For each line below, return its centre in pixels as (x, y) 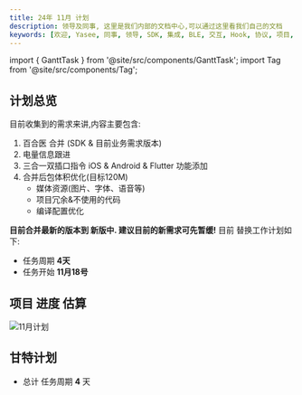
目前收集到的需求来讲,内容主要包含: (75, 124)
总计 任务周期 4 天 (57, 381)
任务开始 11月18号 (55, 272)
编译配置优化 (60, 211)
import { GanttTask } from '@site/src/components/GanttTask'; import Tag (145, 61)
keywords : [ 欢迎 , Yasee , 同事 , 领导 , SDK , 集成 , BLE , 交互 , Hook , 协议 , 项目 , (152, 34)
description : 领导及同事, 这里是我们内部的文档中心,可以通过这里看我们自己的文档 (146, 26)
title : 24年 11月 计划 (49, 18)
